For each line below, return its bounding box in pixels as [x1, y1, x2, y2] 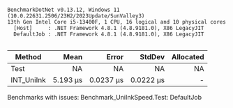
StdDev [140, 52, 165, 61]
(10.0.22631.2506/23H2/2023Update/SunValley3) [7, 13, 145, 20]
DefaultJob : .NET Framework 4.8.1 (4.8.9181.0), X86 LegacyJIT [13, 31, 204, 38]
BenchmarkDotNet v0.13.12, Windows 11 [7, 6, 120, 13]
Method [15, 52, 42, 61]
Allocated [171, 52, 204, 61]
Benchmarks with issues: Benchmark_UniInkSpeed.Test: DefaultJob [7, 93, 202, 101]
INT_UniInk [10, 75, 47, 84]
